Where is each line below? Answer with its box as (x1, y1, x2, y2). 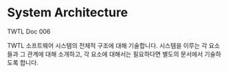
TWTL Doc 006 (7, 27, 51, 35)
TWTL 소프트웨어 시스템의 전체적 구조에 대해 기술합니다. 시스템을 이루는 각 (7, 41, 207, 49)
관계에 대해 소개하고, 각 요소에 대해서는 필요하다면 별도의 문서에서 (27, 50, 203, 58)
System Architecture (7, 5, 128, 20)
